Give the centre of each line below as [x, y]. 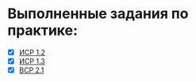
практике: [43, 30]
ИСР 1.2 [32, 52]
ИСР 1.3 [32, 61]
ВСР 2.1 [31, 70]
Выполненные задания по [98, 14]
